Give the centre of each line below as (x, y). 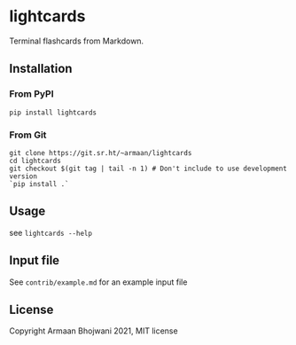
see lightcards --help (51, 232)
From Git (28, 135)
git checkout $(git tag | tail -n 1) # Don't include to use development (148, 169)
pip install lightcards (53, 113)
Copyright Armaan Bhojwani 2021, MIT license (94, 331)
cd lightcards (35, 161)
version (23, 176)
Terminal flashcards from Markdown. (77, 41)
